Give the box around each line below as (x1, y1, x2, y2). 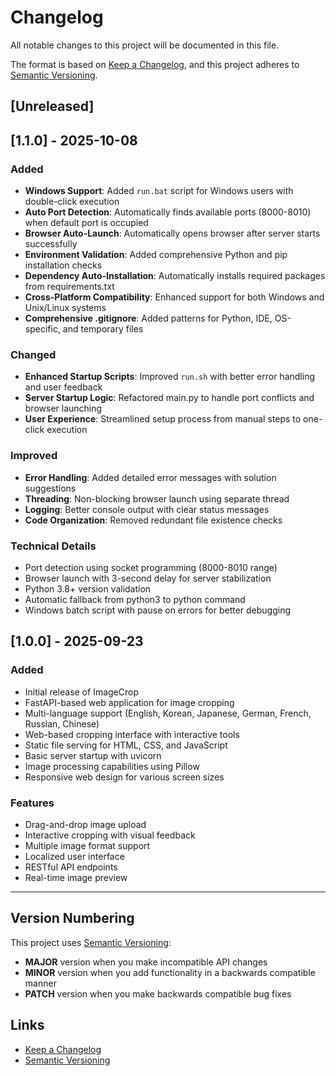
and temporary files (62, 323, 144, 335)
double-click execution (24, 196, 120, 208)
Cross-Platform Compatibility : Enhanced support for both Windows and (24, 291, 325, 303)
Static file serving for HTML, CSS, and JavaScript (24, 739, 228, 751)
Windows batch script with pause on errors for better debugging (24, 604, 292, 616)
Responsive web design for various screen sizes (24, 771, 225, 783)
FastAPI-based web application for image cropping (24, 696, 235, 708)
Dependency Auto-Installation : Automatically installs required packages (24, 270, 326, 282)
